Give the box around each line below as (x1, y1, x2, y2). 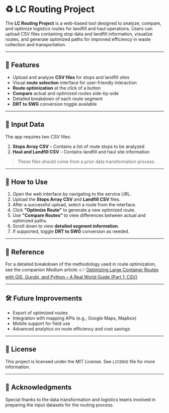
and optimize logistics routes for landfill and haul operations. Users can (5, 25, 153, 31)
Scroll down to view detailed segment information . (12, 223, 119, 229)
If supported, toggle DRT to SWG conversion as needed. (12, 228, 130, 234)
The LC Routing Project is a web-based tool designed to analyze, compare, (5, 20, 162, 26)
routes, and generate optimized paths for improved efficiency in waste (5, 36, 151, 42)
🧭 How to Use (5, 178, 48, 186)
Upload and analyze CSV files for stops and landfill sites (12, 74, 130, 80)
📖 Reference (5, 247, 44, 256)
